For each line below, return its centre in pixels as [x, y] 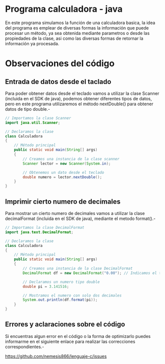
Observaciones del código [60, 64]
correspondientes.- [25, 347]
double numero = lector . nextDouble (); [62, 177]
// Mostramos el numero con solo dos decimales [72, 295]
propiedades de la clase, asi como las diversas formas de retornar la [74, 38]
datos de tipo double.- [27, 109]
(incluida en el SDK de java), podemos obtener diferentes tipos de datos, [79, 98]
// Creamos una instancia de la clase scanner [71, 159]
